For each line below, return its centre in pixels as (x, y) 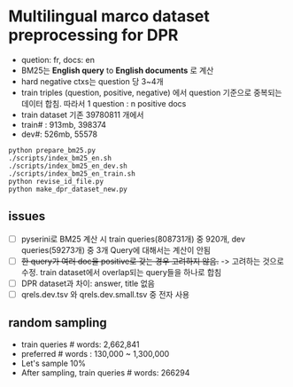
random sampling (58, 323)
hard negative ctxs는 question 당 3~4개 (93, 81)
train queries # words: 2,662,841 (80, 344)
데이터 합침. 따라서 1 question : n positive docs (104, 103)
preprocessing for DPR (93, 35)
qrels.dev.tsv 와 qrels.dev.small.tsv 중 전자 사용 (105, 294)
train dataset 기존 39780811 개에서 (82, 115)
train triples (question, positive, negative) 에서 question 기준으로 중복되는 (151, 92)
